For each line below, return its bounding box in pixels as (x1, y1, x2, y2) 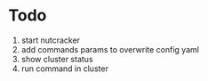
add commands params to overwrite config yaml (20, 44, 199, 54)
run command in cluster (20, 63, 108, 74)
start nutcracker (20, 35, 81, 45)
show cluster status (20, 53, 94, 64)
